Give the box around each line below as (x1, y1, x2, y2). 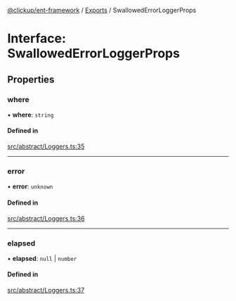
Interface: (7, 31, 67, 46)
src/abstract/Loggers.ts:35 (7, 142, 85, 150)
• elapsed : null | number (7, 254, 77, 262)
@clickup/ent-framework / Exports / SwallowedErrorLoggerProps (7, 6, 197, 14)
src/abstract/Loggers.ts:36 (7, 214, 86, 222)
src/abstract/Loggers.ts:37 (7, 286, 85, 295)
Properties (7, 73, 55, 85)
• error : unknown (7, 182, 53, 191)
